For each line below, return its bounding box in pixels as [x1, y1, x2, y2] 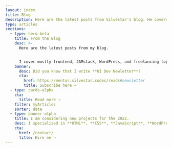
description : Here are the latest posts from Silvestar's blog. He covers [5, 17, 168, 22]
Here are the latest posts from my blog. [18, 45, 109, 51]
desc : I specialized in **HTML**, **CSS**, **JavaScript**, [14, 121, 145, 126]
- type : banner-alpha [10, 111, 56, 116]
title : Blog [5, 12, 31, 17]
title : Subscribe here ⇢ [24, 83, 77, 88]
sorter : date [14, 107, 42, 112]
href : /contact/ [18, 130, 54, 135]
